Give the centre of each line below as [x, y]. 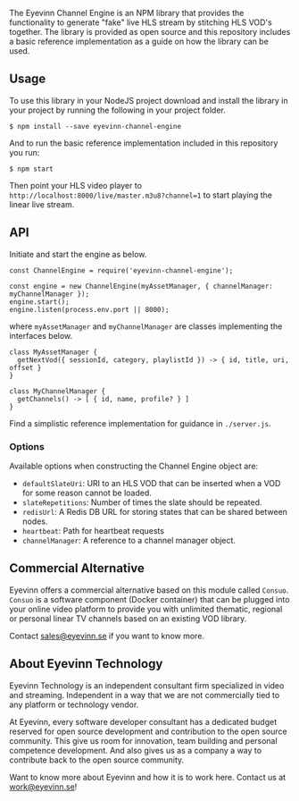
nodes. [35, 521]
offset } [25, 367]
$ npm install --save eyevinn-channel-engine [95, 126]
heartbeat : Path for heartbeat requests [93, 530]
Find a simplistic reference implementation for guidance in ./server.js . [141, 423]
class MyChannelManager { [57, 391]
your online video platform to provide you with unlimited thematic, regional [146, 609]
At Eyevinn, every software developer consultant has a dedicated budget [143, 721]
